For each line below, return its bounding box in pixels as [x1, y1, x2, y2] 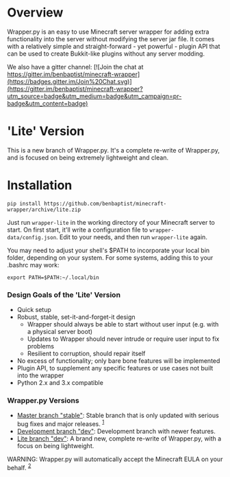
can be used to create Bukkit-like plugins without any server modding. [7, 49, 205, 58]
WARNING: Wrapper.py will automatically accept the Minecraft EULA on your [7, 455, 223, 463]
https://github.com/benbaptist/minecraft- [43, 200, 167, 207]
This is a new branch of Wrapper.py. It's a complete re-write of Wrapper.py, [7, 146, 220, 154]
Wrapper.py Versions [7, 396, 80, 406]
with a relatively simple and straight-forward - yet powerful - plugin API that [7, 42, 220, 50]
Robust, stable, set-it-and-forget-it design [16, 313, 136, 321]
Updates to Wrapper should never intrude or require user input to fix [27, 335, 220, 343]
